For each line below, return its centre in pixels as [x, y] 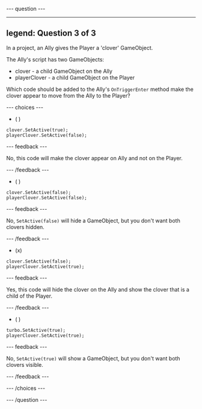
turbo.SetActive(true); [36, 330]
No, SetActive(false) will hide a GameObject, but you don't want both [93, 220]
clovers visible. [25, 364]
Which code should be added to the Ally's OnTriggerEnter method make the [100, 89]
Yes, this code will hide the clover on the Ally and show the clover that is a [98, 289]
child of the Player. [29, 296]
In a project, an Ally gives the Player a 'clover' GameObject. [80, 48]
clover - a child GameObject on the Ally [64, 71]
